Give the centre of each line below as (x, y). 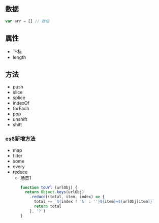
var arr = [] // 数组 (27, 21)
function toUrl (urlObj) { (49, 187)
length (19, 57)
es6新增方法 (20, 139)
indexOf (21, 103)
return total (48, 206)
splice (19, 98)
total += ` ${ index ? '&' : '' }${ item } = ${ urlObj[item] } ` (94, 202)
